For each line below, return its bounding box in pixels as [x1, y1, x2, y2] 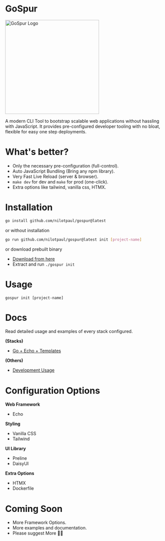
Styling [5, 421, 21, 427]
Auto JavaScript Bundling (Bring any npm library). [12, 168, 115, 174]
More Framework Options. [12, 519, 66, 525]
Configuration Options [5, 385, 100, 396]
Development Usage [12, 367, 55, 374]
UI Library [5, 446, 26, 452]
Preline [12, 455, 27, 461]
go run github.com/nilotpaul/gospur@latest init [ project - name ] [5, 237, 142, 242]
